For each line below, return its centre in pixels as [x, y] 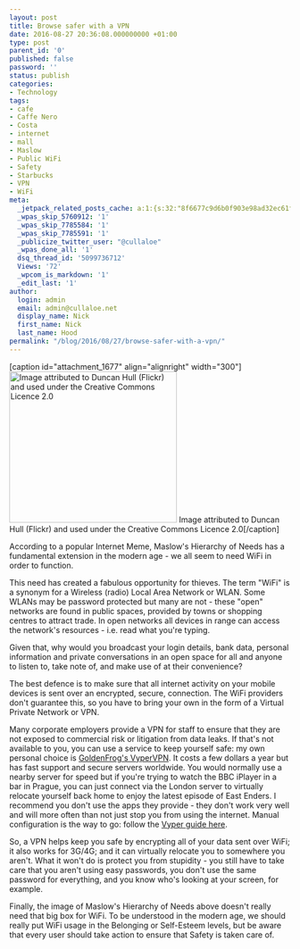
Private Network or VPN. [54, 712]
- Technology [33, 92]
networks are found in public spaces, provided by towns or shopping [136, 611]
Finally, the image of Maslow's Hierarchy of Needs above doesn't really [140, 906]
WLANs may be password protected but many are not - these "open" [136, 601]
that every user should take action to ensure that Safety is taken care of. [142, 935]
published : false [42, 59]
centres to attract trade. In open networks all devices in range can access [145, 620]
